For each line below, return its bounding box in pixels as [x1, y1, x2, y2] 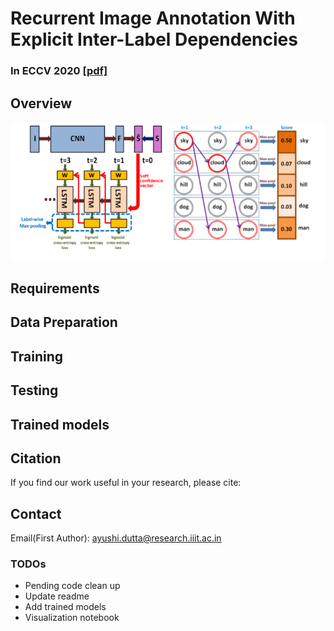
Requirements [10, 280, 100, 297]
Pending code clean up [24, 580, 121, 592]
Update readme [24, 590, 90, 602]
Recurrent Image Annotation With [10, 7, 296, 30]
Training [10, 348, 64, 365]
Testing [10, 382, 59, 399]
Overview [10, 95, 73, 112]
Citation [10, 450, 62, 467]
